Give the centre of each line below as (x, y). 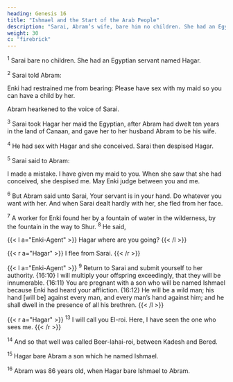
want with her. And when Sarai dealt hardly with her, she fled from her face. (115, 204)
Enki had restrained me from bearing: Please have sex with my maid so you (114, 88)
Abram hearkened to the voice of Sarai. (63, 109)
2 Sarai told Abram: (34, 74)
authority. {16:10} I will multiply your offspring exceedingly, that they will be (114, 276)
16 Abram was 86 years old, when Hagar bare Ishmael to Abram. (99, 370)
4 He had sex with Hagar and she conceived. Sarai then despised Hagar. (110, 145)
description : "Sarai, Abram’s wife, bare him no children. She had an (111, 26)
